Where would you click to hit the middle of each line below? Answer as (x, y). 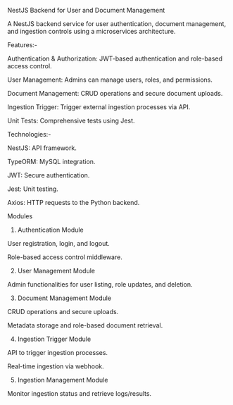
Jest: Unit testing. (33, 189)
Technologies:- (29, 134)
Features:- (22, 45)
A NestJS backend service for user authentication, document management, (117, 24)
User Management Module (56, 271)
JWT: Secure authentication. (49, 175)
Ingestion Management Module (63, 380)
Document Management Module (64, 298)
